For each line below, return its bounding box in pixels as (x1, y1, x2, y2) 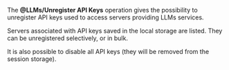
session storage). (7, 55, 57, 63)
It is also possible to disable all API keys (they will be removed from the (7, 48, 210, 55)
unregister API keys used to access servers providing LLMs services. (7, 13, 204, 21)
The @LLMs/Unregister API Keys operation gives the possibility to (7, 6, 199, 14)
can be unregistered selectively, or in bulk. (7, 34, 128, 42)
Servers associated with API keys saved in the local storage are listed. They (7, 27, 223, 35)
